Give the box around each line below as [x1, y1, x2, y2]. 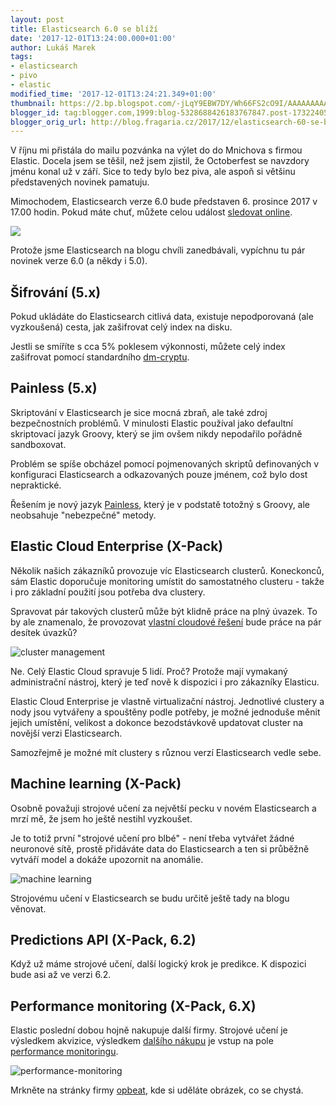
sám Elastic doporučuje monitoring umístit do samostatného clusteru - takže [10, 575, 325, 587]
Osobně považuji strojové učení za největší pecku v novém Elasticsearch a [10, 802, 317, 814]
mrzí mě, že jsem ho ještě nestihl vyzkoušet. [10, 812, 193, 825]
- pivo [10, 71, 38, 81]
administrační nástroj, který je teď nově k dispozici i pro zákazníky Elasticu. [10, 676, 320, 688]
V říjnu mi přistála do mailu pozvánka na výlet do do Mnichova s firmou [10, 144, 303, 156]
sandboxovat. [10, 438, 67, 450]
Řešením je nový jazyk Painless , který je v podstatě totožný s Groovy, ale [10, 498, 311, 510]
